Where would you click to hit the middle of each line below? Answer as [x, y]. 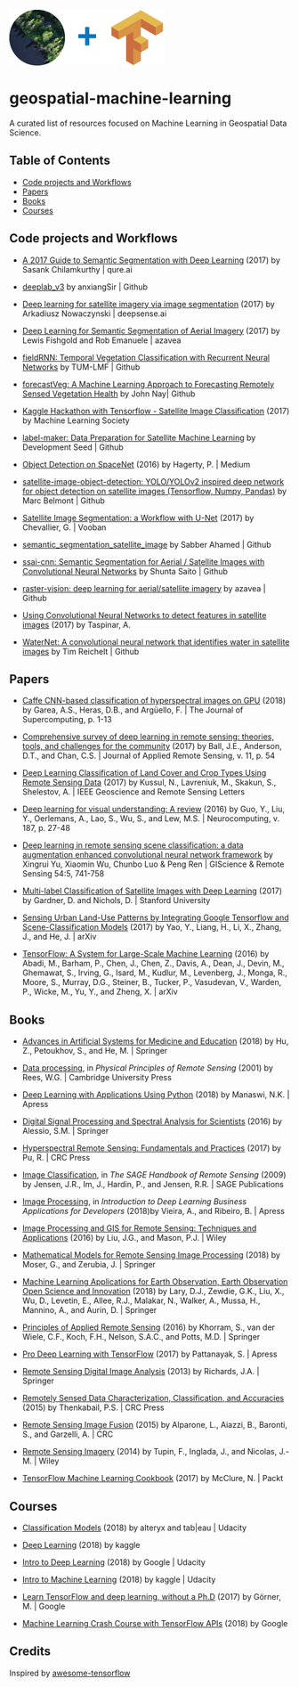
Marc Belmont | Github [63, 501]
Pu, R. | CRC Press [56, 1158]
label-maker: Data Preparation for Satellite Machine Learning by [139, 437]
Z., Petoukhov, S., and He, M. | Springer [95, 1051]
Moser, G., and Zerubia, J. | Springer [89, 1265]
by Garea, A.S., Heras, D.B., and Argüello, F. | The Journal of [133, 710]
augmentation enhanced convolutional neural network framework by [148, 855]
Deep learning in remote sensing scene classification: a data [133, 845]
